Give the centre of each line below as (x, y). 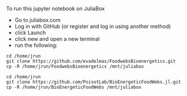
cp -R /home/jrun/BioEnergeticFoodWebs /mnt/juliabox (74, 87)
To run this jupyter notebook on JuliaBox (56, 9)
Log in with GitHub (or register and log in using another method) (93, 26)
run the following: (36, 45)
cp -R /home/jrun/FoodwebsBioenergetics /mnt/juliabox (75, 66)
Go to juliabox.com (38, 20)
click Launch (30, 33)
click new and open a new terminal (57, 39)
